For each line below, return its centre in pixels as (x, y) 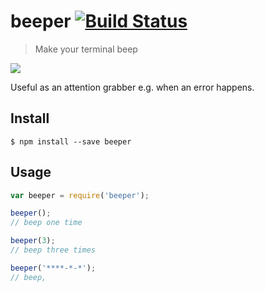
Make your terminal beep (86, 49)
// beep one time (46, 223)
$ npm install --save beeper (71, 141)
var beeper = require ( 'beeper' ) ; (80, 195)
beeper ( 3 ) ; (33, 241)
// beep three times (53, 250)
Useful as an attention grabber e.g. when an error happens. (132, 87)
